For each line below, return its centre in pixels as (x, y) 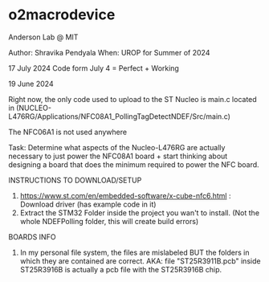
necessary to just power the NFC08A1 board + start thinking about (118, 156)
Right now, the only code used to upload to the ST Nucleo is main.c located (132, 99)
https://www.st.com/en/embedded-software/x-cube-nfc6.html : (125, 195)
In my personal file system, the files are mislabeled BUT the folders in (134, 252)
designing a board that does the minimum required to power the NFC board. (134, 164)
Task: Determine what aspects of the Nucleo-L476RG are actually (117, 147)
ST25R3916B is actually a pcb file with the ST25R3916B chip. (121, 269)
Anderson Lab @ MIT (43, 37)
